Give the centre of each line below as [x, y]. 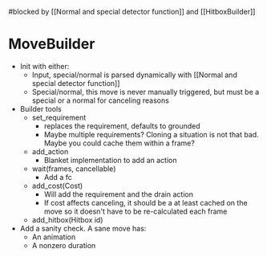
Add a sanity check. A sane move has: [83, 228]
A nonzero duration [64, 245]
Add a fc [58, 177]
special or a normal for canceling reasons [101, 100]
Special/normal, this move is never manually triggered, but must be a [146, 92]
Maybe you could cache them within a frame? [119, 143]
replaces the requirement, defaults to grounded [122, 126]
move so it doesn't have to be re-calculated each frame [136, 211]
